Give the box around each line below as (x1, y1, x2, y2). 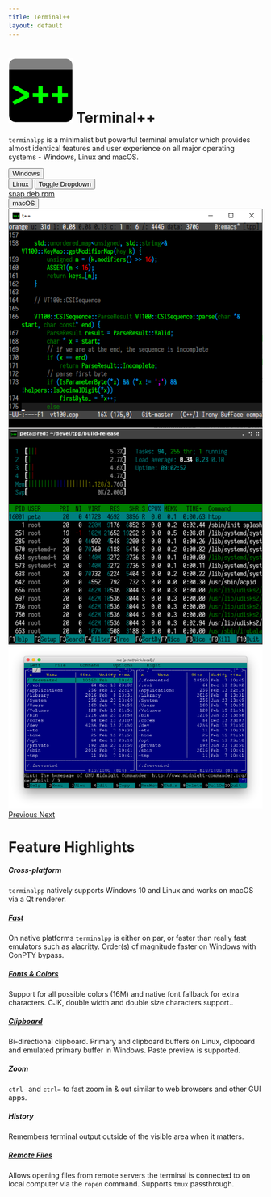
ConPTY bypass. (8, 950, 65, 960)
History (8, 1111, 35, 1121)
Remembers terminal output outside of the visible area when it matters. (8, 1132, 244, 1141)
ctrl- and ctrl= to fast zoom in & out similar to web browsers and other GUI (8, 1084, 261, 1094)
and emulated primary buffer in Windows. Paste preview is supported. (8, 1045, 241, 1055)
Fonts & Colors (8, 969, 59, 979)
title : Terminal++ (8, 13, 70, 21)
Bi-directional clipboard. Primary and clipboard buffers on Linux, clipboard (8, 1037, 256, 1047)
